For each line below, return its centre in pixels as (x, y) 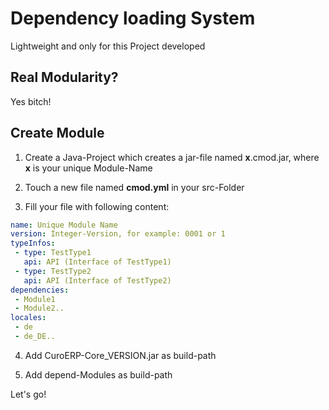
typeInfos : (33, 243)
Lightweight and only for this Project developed (108, 46)
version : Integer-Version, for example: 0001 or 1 (118, 234)
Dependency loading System (133, 18)
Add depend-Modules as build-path (98, 374)
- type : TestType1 (53, 253)
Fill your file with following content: (97, 206)
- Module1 (35, 299)
